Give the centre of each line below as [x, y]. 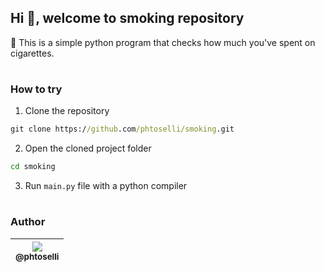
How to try [36, 89]
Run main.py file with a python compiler [106, 186]
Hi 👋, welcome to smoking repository [127, 18]
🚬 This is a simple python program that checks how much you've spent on [163, 42]
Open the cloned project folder [88, 148]
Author [28, 222]
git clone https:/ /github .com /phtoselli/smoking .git [122, 129]
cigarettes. [32, 53]
